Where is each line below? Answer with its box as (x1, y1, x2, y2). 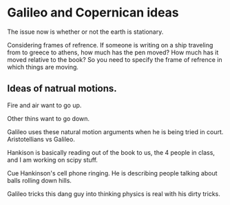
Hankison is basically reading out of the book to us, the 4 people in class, (7, 148, 216, 156)
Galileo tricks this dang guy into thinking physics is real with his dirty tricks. (7, 189, 220, 197)
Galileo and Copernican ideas (7, 5, 179, 21)
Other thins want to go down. (7, 114, 90, 122)
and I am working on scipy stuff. (7, 155, 98, 164)
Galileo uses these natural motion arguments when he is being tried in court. (7, 127, 224, 136)
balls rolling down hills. (7, 176, 72, 184)
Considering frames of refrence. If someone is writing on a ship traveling (7, 41, 213, 49)
